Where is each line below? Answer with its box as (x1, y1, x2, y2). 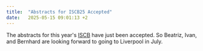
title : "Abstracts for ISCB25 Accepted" (6, 8, 113, 15)
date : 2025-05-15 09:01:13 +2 (6, 15, 88, 21)
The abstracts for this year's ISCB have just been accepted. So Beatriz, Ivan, (6, 31, 197, 38)
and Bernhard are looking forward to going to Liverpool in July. (6, 38, 163, 45)
